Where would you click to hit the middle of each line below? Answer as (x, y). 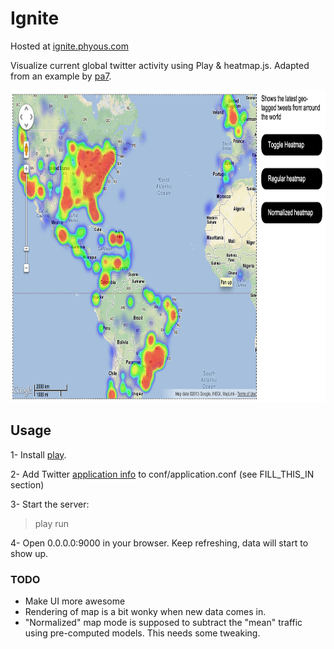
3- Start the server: (50, 504)
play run (52, 523)
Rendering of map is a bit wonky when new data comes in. (145, 612)
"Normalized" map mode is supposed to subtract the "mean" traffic (163, 623)
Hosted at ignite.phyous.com (69, 46)
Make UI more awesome (75, 601)
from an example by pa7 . (61, 76)
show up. (29, 553)
